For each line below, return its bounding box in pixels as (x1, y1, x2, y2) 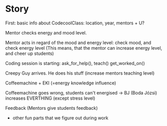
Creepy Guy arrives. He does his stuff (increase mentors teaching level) (5, 70, 155, 76)
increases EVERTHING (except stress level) (5, 95, 96, 101)
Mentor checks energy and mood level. (5, 29, 87, 36)
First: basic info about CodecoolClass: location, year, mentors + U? (5, 20, 145, 26)
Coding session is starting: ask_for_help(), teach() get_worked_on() (5, 60, 145, 66)
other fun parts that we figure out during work (12, 115, 109, 121)
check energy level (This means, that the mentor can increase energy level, (5, 45, 162, 51)
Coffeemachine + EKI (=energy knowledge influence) (5, 80, 116, 86)
